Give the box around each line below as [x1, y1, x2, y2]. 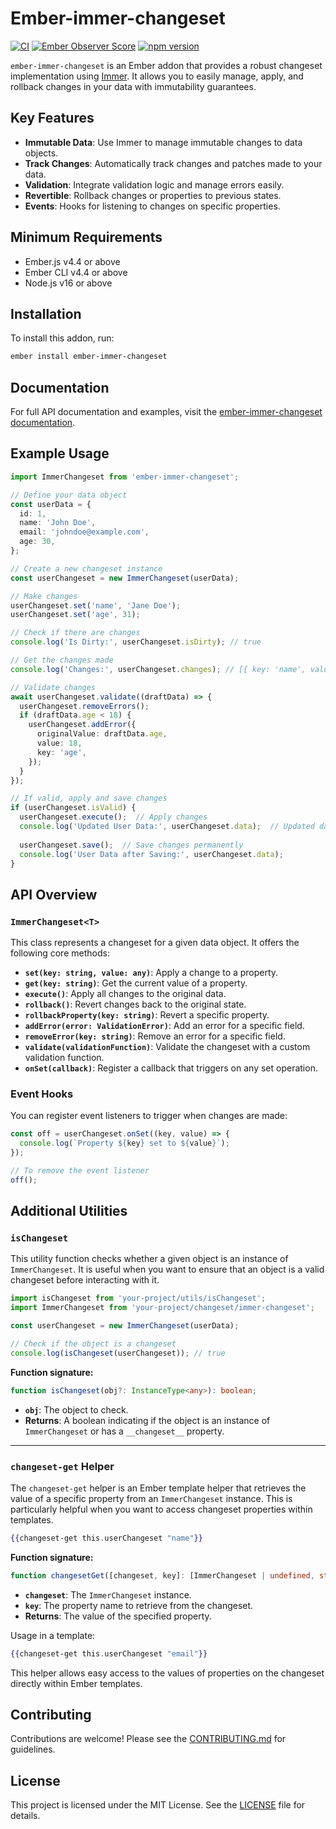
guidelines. [10, 1743, 56, 1756]
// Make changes [10, 591, 78, 601]
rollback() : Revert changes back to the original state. [24, 998, 247, 1011]
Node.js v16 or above [24, 277, 113, 289]
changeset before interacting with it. [10, 1274, 160, 1286]
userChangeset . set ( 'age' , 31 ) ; [10, 610, 141, 620]
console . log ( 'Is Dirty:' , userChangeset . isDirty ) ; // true [10, 637, 262, 647]
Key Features [10, 110, 95, 127]
